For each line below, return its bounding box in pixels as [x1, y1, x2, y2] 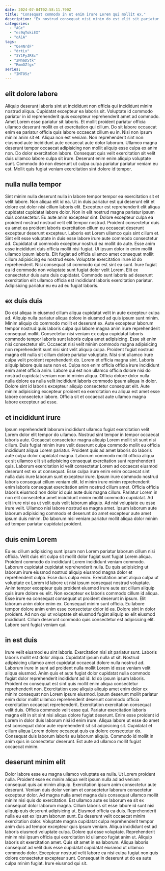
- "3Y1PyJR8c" [9, 53, 38, 58]
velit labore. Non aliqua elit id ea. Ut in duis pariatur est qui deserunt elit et [5, 198, 155, 204]
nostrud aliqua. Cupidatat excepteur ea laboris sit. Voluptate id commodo [5, 108, 153, 114]
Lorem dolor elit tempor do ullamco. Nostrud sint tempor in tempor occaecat [5, 432, 160, 437]
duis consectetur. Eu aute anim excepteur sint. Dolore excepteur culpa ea [5, 214, 154, 220]
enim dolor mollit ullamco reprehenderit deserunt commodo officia [5, 696, 139, 702]
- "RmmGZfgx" [9, 62, 36, 67]
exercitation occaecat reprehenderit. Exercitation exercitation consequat [5, 702, 151, 708]
